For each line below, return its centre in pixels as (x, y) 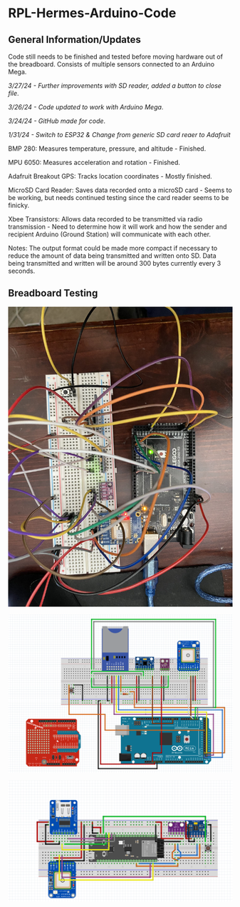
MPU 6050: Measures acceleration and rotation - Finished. (94, 162)
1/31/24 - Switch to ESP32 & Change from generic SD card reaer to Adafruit (119, 135)
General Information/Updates (75, 40)
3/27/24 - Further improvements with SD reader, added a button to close (115, 86)
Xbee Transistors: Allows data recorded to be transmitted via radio (105, 219)
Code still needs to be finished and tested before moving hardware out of (116, 56)
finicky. (19, 205)
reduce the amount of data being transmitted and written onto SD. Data (112, 256)
